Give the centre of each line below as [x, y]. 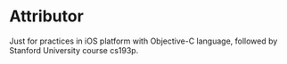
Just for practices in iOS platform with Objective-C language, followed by [143, 41]
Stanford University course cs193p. [74, 50]
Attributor [47, 16]
